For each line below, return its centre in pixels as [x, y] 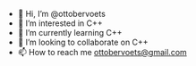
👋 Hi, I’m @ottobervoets [61, 14]
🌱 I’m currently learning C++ [70, 33]
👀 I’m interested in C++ [60, 23]
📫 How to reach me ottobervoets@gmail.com [102, 52]
